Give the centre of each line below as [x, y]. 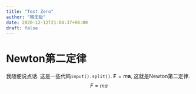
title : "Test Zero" [30, 11]
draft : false [22, 28]
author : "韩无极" [26, 17]
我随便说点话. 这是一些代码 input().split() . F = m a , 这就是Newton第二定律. [98, 76]
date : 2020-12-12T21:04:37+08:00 [47, 22]
